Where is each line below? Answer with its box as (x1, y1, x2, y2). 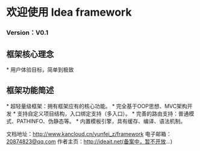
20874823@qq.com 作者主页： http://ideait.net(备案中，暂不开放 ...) (6, 138, 173, 145)
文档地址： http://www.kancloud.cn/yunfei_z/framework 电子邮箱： (6, 130, 172, 137)
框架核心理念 (6, 49, 54, 59)
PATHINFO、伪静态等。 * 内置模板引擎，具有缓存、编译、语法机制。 (16, 117, 186, 125)
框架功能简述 (6, 85, 54, 96)
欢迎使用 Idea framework (6, 5, 132, 19)
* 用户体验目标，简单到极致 (6, 66, 74, 73)
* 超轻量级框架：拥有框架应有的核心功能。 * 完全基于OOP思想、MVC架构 (6, 102, 188, 109)
